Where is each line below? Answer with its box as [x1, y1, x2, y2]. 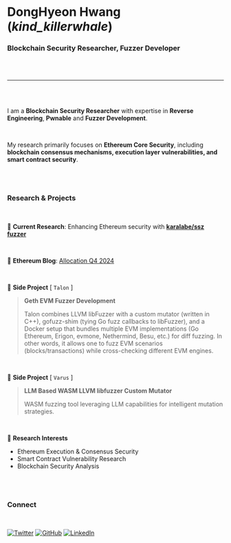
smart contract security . [7, 156, 78, 164]
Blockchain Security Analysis [16, 462, 100, 470]
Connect [7, 500, 36, 509]
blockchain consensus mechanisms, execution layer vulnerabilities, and [7, 148, 218, 156]
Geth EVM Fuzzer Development [23, 296, 115, 305]
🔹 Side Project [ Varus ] [7, 373, 74, 381]
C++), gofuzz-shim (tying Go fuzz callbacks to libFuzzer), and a [23, 317, 205, 325]
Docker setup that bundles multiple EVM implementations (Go [23, 325, 199, 333]
